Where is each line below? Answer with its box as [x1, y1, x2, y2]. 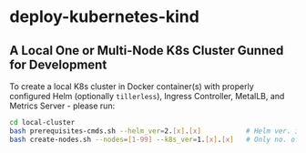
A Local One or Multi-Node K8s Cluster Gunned [9, 43, 284, 58]
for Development [9, 56, 107, 72]
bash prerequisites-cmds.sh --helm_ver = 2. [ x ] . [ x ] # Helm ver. [9, 126, 291, 136]
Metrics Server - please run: [9, 100, 116, 111]
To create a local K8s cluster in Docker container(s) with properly [9, 81, 255, 92]
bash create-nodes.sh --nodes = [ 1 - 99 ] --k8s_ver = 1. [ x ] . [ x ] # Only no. [9, 135, 288, 144]
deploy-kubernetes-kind [9, 6, 200, 27]
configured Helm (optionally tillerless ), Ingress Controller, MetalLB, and [9, 91, 285, 101]
